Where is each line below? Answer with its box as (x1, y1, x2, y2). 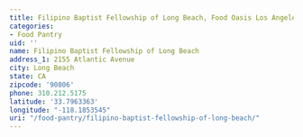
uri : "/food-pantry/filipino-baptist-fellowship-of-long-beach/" (9, 114, 260, 123)
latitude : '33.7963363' (9, 96, 99, 106)
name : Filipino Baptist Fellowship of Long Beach (9, 47, 200, 56)
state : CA (9, 72, 47, 81)
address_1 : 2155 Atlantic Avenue (9, 55, 135, 64)
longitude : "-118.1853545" (9, 105, 111, 114)
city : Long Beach (9, 64, 75, 73)
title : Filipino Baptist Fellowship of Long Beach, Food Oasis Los (9, 13, 269, 23)
